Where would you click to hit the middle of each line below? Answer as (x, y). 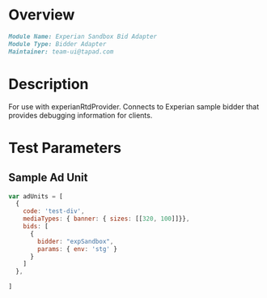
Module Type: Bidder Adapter (57, 44)
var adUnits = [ (36, 196)
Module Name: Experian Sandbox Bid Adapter (83, 36)
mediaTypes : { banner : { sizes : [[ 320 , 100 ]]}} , (106, 219)
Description (49, 84)
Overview (42, 15)
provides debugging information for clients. (81, 115)
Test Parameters (65, 148)
